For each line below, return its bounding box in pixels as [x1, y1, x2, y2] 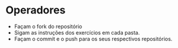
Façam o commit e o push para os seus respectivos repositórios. [14, 35, 173, 42]
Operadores [5, 4, 66, 17]
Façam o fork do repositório [14, 23, 82, 30]
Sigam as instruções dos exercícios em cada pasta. [14, 29, 140, 36]
